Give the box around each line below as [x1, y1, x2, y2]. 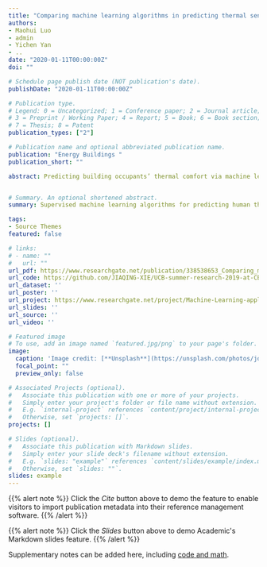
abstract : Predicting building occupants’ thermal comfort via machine [8, 172, 250, 180]
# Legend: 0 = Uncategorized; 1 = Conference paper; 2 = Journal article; [8, 106, 261, 115]
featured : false [8, 230, 62, 238]
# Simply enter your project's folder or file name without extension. [8, 399, 258, 407]
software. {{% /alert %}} [8, 511, 88, 520]
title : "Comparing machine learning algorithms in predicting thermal [8, 11, 247, 20]
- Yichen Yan [8, 41, 52, 49]
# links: [8, 244, 37, 253]
